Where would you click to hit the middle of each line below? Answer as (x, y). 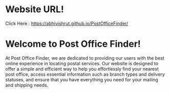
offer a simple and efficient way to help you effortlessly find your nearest (82, 69)
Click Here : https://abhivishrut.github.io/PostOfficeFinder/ (67, 23)
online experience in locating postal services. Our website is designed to (82, 63)
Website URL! (35, 9)
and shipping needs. (27, 85)
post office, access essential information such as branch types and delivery (85, 74)
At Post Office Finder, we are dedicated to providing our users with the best (85, 58)
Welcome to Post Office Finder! (73, 44)
